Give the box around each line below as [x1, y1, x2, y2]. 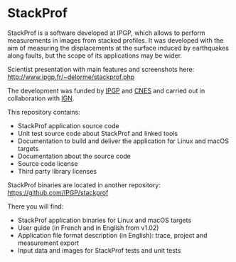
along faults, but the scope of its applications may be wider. [7, 51, 183, 60]
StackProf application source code [17, 121, 119, 130]
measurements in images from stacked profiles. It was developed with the [7, 36, 224, 44]
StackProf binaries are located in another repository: [7, 180, 161, 189]
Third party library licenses [17, 167, 97, 175]
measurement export [17, 239, 80, 247]
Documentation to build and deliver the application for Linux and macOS [17, 137, 229, 145]
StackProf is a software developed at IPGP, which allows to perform [7, 28, 205, 37]
